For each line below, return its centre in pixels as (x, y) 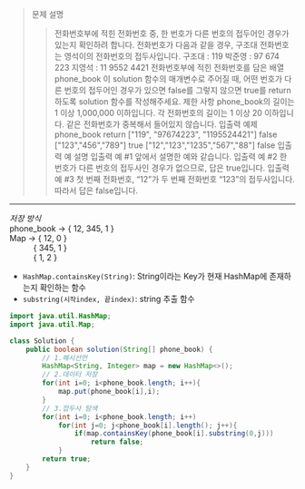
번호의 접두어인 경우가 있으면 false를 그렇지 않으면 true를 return (178, 90)
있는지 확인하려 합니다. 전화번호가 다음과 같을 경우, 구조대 (156, 45)
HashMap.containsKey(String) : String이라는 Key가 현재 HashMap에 (145, 276)
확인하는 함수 (63, 288)
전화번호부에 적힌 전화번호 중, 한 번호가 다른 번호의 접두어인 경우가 (172, 34)
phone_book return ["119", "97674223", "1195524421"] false (166, 134)
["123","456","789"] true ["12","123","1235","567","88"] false (165, 145)
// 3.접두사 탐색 (70, 408)
